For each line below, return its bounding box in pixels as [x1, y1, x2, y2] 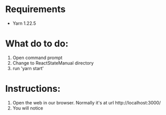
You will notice [12, 105, 44, 111]
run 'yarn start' [12, 65, 44, 71]
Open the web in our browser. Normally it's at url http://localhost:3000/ [12, 99, 161, 105]
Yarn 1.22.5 [12, 20, 36, 26]
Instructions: [5, 83, 61, 94]
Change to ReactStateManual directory [12, 60, 94, 66]
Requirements [5, 4, 66, 15]
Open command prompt [12, 54, 63, 61]
